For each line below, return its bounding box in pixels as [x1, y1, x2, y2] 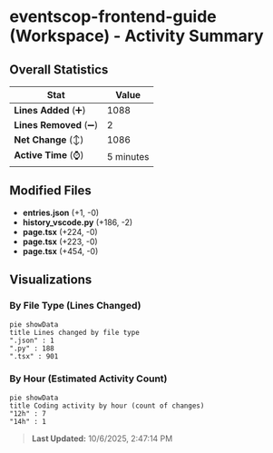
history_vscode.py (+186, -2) [22, 216, 133, 228]
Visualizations [9, 272, 93, 288]
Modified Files [9, 183, 93, 199]
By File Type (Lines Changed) [9, 300, 141, 312]
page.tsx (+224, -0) [22, 226, 98, 237]
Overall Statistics [9, 62, 109, 77]
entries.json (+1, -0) [22, 207, 100, 218]
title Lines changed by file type [9, 328, 141, 337]
